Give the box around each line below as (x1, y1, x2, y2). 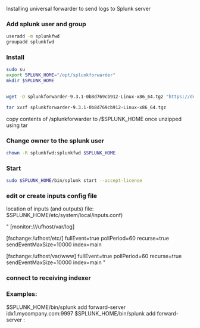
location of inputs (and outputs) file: (6, 205, 94, 212)
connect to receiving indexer (6, 274, 91, 282)
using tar (6, 122, 28, 129)
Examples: (6, 290, 37, 298)
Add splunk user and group (6, 20, 86, 28)
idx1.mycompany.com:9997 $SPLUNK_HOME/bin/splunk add (6, 310, 156, 317)
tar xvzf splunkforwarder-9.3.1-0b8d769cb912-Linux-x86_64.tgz (6, 104, 167, 110)
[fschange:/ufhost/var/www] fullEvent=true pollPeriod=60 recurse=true (6, 253, 182, 260)
